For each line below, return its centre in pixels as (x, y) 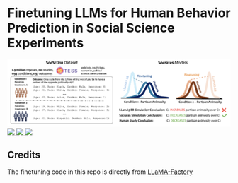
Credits (24, 155)
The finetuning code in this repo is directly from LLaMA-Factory (100, 172)
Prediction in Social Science (91, 28)
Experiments (46, 43)
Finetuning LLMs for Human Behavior (119, 13)
